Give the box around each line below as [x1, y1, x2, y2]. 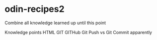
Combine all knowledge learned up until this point [4, 20, 106, 26]
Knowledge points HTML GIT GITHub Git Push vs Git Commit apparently [4, 29, 153, 35]
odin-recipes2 [4, 3, 65, 15]
